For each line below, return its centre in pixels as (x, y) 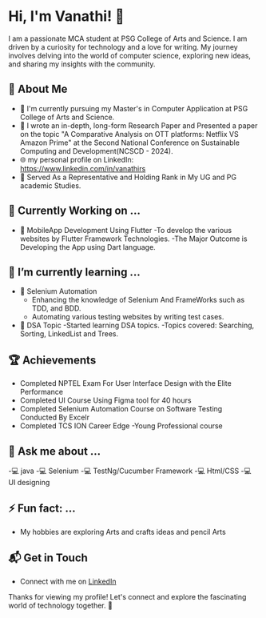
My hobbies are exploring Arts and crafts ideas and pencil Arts (123, 532)
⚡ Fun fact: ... (42, 509)
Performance (42, 392)
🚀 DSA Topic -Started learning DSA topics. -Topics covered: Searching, (137, 325)
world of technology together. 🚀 (61, 605)
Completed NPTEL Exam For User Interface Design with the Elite (125, 383)
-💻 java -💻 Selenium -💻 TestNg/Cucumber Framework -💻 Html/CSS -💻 (130, 471)
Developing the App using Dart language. (87, 247)
